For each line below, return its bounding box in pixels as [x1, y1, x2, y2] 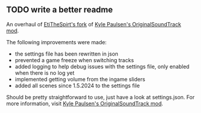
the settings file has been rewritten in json [14, 50, 118, 57]
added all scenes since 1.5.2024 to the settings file [14, 82, 140, 89]
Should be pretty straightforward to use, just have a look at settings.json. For [6, 93, 195, 100]
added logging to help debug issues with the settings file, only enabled [14, 63, 190, 70]
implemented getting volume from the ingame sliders [14, 75, 145, 83]
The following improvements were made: [6, 38, 107, 45]
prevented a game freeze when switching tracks [14, 56, 135, 63]
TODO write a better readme [6, 5, 113, 15]
